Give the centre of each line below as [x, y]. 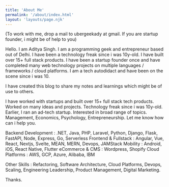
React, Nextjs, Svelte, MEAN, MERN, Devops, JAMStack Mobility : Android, [83, 144]
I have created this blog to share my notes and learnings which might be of [84, 86]
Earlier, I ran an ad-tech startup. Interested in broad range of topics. [76, 112]
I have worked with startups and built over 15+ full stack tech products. [80, 101]
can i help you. [21, 123]
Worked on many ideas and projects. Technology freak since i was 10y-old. [84, 107]
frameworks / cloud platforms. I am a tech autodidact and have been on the [84, 71]
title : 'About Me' [25, 10]
